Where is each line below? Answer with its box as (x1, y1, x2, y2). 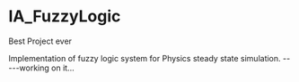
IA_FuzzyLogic (8, 6, 121, 27)
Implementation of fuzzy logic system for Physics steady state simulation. (8, 53, 281, 63)
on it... (51, 62, 75, 73)
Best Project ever (8, 36, 73, 46)
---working (8, 62, 50, 73)
